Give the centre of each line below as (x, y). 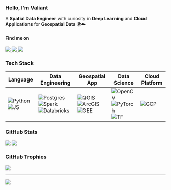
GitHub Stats (21, 132)
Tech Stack (20, 63)
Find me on (17, 38)
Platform (152, 83)
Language (21, 79)
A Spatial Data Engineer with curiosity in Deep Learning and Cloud (76, 19)
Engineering (55, 83)
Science (124, 83)
